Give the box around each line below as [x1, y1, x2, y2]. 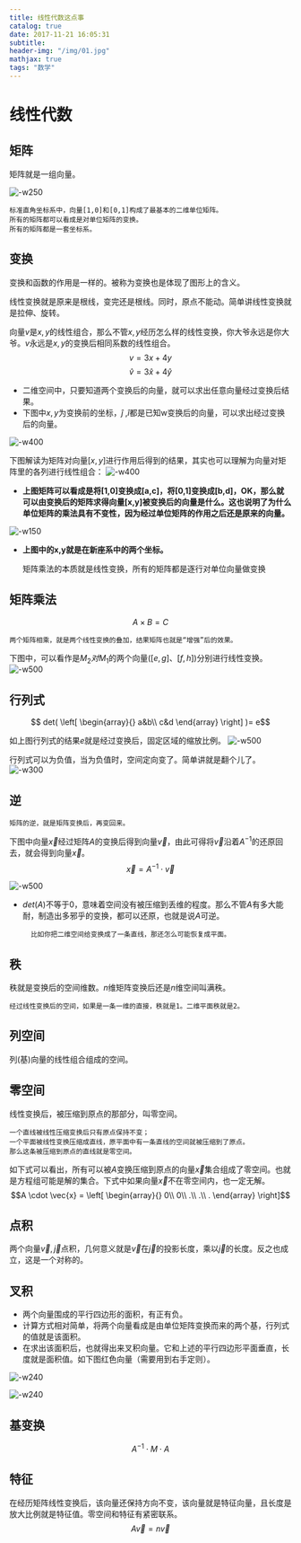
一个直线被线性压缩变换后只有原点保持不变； [9, 1128, 150, 1137]
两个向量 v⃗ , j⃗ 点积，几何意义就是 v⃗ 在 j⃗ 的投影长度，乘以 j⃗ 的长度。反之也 [9, 1243, 281, 1254]
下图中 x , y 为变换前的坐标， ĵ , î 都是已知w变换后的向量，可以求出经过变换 [21, 407, 285, 418]
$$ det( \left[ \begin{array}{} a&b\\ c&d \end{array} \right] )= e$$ [30, 717, 271, 727]
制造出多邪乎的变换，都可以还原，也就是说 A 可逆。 [38, 911, 225, 921]
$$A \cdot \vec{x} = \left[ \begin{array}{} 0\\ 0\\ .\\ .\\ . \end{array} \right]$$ [10, 1189, 291, 1200]
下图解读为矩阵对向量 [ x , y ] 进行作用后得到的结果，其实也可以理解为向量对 [9, 454, 279, 465]
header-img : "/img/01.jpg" [9, 47, 110, 56]
